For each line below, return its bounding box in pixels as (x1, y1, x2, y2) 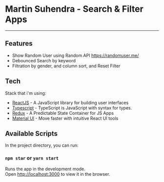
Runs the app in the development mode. (5, 166, 85, 172)
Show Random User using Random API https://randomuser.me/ (12, 52, 139, 58)
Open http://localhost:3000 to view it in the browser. (5, 171, 110, 177)
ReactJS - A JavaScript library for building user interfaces (12, 100, 129, 105)
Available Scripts (5, 129, 58, 138)
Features (5, 39, 33, 48)
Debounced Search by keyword (12, 57, 76, 63)
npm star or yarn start (5, 155, 59, 161)
